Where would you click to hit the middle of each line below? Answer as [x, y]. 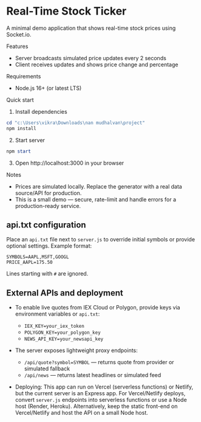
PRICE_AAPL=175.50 [29, 263]
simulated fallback [47, 368]
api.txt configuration [46, 225]
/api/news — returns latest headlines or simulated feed [93, 375]
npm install [21, 128]
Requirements [24, 76]
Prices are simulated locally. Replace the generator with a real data [98, 186]
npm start [19, 151]
